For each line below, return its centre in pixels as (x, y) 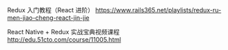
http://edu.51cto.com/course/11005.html (64, 39)
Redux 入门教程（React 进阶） (50, 10)
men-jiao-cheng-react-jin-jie (48, 18)
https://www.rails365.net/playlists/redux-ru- (158, 10)
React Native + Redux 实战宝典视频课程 (64, 32)
